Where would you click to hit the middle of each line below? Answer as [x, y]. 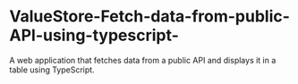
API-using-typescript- [94, 35]
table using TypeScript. [52, 70]
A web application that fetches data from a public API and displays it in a [143, 60]
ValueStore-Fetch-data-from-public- [150, 17]
